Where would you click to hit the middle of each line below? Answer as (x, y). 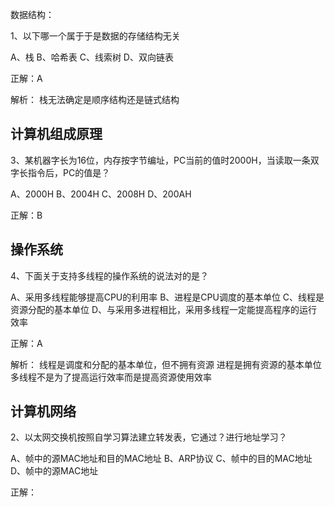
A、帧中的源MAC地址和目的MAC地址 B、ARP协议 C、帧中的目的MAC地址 (161, 459)
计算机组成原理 (56, 134)
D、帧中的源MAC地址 (54, 471)
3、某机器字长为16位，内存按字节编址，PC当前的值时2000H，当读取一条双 (165, 160)
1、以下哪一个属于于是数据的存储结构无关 (95, 36)
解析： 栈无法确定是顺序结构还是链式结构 (95, 99)
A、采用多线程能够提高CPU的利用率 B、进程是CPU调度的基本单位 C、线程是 (167, 297)
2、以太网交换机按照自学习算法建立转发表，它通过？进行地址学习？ (149, 437)
